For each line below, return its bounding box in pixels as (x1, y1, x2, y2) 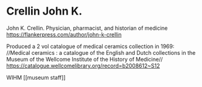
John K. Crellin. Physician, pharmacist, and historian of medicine (6, 24, 169, 32)
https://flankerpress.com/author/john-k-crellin (6, 30, 122, 38)
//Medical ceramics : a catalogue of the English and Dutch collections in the (6, 49, 196, 56)
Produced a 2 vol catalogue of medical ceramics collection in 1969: (6, 43, 175, 50)
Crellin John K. (6, 4, 83, 18)
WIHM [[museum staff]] (6, 74, 66, 81)
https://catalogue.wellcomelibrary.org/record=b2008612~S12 (6, 62, 160, 69)
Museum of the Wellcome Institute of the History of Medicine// (6, 55, 163, 63)
